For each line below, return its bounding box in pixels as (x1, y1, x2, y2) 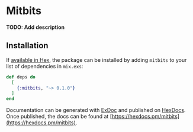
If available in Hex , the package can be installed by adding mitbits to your (6, 56, 187, 63)
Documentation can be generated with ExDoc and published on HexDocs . (6, 107, 186, 114)
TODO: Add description (6, 24, 65, 31)
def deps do (6, 74, 36, 80)
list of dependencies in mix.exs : (6, 62, 83, 70)
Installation (6, 41, 49, 51)
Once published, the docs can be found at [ (6, 113, 112, 120)
